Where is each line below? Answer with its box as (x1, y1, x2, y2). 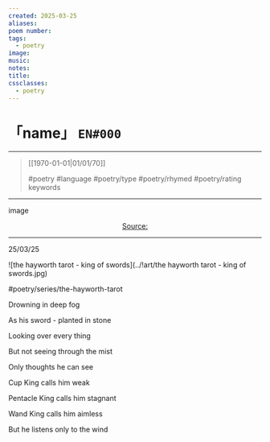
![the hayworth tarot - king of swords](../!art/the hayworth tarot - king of (8, 260, 247, 270)
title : (8, 72, 31, 80)
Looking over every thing (8, 331, 91, 341)
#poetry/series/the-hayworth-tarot (8, 284, 123, 294)
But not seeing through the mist (8, 347, 112, 357)
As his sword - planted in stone (8, 316, 112, 325)
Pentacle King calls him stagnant (8, 394, 117, 403)
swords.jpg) (8, 269, 48, 279)
